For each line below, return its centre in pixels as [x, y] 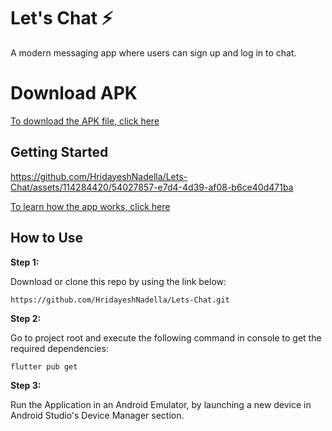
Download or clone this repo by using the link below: [118, 281]
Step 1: [25, 262]
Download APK [74, 93]
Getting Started [59, 152]
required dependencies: [59, 348]
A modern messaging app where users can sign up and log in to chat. [153, 52]
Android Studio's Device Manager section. [97, 415]
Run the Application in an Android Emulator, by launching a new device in [161, 404]
